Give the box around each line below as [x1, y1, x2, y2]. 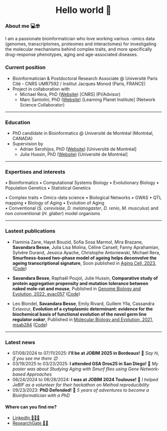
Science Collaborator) [19, 102, 65, 108]
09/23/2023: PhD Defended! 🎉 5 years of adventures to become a [12, 387, 149, 393]
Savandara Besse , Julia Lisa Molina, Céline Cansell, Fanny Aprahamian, [12, 244, 160, 250]
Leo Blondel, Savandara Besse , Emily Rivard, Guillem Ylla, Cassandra [12, 301, 155, 307]
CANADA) [12, 135, 33, 141]
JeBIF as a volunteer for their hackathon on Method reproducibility [12, 382, 150, 388]
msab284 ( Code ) [12, 322, 48, 327]
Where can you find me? [5, 404, 57, 410]
